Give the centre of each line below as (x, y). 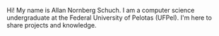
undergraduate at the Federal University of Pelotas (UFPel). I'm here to (109, 18)
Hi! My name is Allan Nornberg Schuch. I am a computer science (101, 10)
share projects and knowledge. (52, 25)
